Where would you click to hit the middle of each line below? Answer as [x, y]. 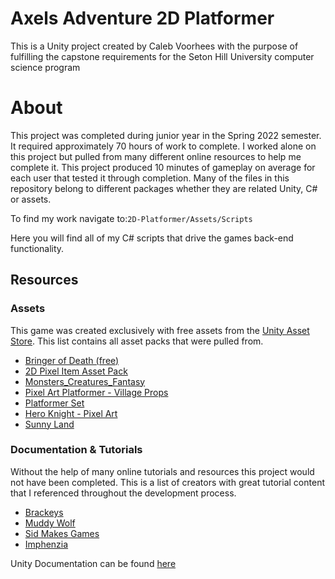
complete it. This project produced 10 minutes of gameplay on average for [163, 167]
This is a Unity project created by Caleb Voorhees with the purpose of [154, 46]
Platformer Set [54, 403]
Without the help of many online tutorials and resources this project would [162, 471]
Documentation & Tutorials [76, 450]
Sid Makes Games [62, 533]
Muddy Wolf [50, 523]
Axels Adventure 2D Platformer [142, 18]
